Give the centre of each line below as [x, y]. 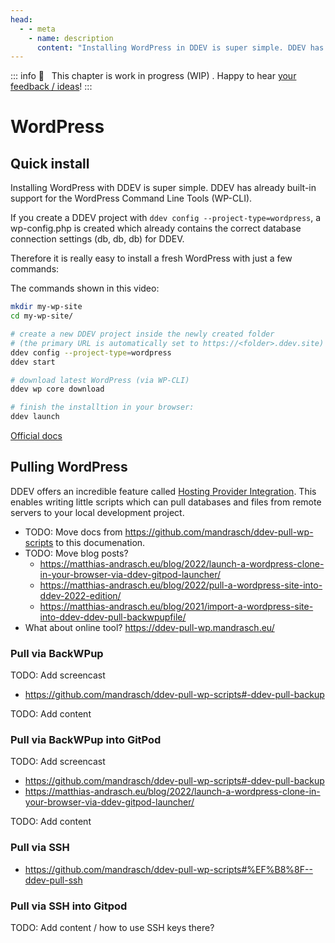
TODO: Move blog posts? [76, 553]
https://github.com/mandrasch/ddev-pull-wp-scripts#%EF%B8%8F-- [168, 869]
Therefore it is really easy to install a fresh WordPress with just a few [151, 258]
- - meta [37, 29]
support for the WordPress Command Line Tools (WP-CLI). [131, 198]
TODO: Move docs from [73, 532]
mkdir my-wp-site [46, 307]
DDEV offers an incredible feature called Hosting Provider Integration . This [163, 491]
